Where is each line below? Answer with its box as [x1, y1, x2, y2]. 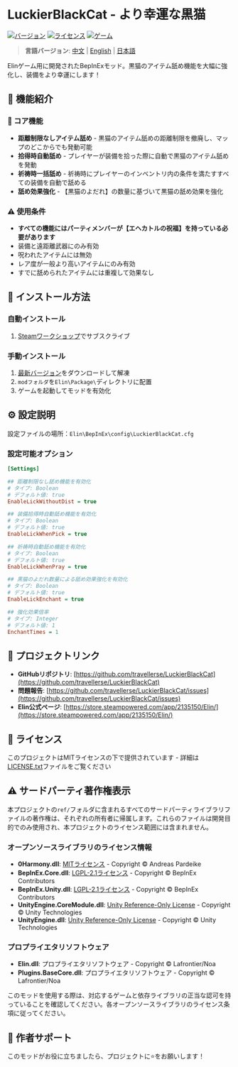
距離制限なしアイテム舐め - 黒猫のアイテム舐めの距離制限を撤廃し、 [17, 133, 217, 142]
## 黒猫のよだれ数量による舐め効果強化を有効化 [7, 576, 128, 583]
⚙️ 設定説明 [7, 409, 55, 421]
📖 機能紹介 [7, 93, 53, 105]
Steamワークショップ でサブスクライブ [17, 332, 130, 340]
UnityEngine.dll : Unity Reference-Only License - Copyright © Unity [17, 916, 217, 924]
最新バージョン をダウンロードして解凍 [17, 368, 130, 377]
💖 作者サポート [7, 1032, 72, 1044]
